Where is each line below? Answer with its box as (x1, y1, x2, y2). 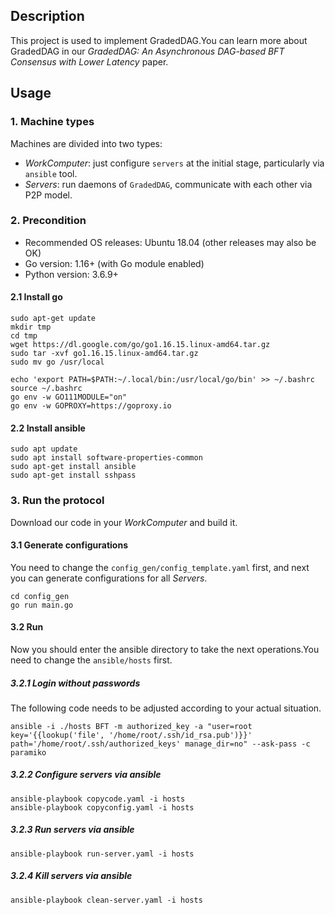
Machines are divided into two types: (10, 137, 163, 149)
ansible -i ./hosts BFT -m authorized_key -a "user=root (10, 721, 253, 731)
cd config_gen (10, 591, 70, 601)
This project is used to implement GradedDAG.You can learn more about (10, 34, 308, 46)
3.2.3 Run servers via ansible (10, 824, 135, 836)
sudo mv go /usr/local (10, 357, 105, 367)
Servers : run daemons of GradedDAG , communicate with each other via (24, 178, 313, 190)
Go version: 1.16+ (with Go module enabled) (24, 257, 205, 269)
